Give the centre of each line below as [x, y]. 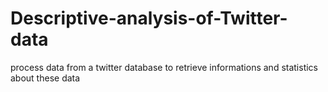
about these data [45, 78]
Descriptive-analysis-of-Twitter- [149, 18]
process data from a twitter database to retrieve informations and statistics [164, 67]
